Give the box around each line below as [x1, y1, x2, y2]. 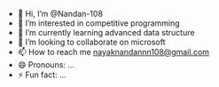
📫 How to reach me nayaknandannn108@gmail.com [17, 47, 210, 57]
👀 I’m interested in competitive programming [17, 18, 180, 28]
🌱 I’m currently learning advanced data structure [17, 28, 195, 37]
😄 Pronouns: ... [17, 59, 75, 70]
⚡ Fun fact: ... [17, 69, 66, 80]
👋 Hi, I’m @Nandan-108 [17, 9, 104, 19]
